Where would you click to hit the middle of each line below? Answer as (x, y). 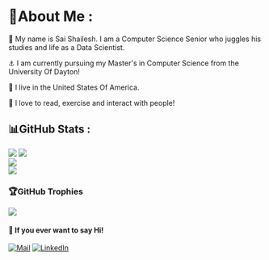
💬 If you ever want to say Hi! (56, 230)
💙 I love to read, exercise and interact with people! (92, 103)
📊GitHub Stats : (50, 130)
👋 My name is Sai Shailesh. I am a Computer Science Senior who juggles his (135, 39)
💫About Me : (51, 17)
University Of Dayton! (44, 71)
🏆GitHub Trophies (46, 191)
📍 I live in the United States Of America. (74, 87)
